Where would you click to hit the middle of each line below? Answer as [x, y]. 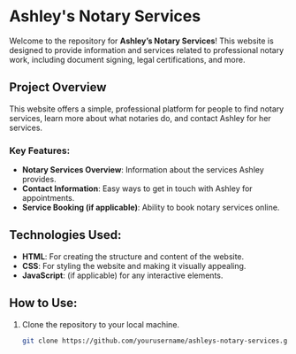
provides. [39, 180]
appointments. [48, 198]
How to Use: [43, 303]
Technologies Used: [65, 235]
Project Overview [58, 87]
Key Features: [40, 150]
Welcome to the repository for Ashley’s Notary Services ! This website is [141, 41]
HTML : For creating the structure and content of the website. [133, 256]
